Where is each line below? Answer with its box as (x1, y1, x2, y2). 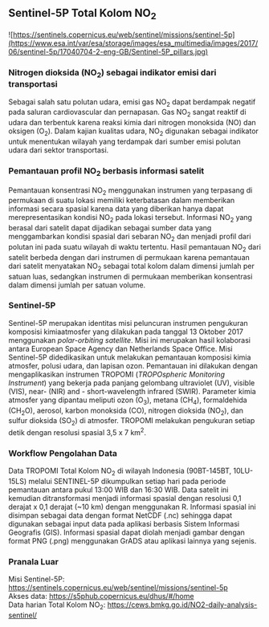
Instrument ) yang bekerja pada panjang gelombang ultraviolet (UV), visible (8, 377, 255, 388)
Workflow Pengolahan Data (8, 447, 118, 458)
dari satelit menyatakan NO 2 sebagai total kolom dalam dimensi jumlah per (8, 261, 255, 272)
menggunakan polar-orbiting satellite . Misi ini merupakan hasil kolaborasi (8, 335, 251, 344)
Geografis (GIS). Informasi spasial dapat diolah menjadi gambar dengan (8, 527, 245, 537)
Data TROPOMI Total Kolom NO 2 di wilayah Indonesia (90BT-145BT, (8, 466, 231, 477)
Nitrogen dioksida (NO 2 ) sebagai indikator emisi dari (8, 67, 217, 79)
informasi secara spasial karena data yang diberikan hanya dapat (8, 204, 224, 214)
